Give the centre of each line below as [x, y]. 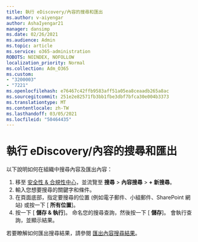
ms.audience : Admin [31, 40]
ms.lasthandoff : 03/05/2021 [42, 114]
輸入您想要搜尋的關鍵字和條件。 [55, 190]
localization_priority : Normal [46, 63]
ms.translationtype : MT [36, 102]
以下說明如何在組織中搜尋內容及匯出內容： [59, 169]
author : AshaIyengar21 [35, 23]
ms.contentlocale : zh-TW [38, 108]
